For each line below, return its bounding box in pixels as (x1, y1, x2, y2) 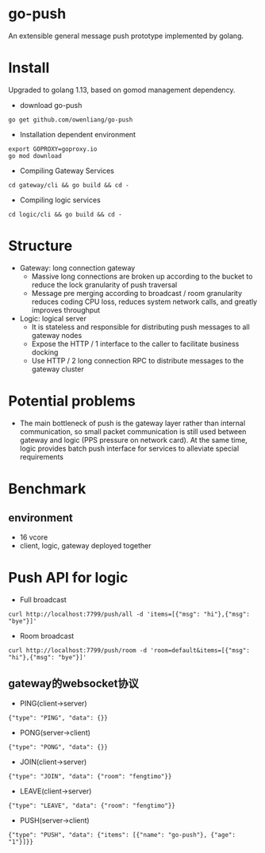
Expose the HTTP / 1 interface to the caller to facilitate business (31, 339, 240, 348)
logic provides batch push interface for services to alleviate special (19, 444, 240, 453)
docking (31, 347, 59, 357)
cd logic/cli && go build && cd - (8, 210, 123, 218)
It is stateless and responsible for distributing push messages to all (31, 322, 250, 332)
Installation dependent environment (19, 129, 136, 139)
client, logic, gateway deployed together (19, 540, 152, 550)
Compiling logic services (19, 195, 101, 205)
